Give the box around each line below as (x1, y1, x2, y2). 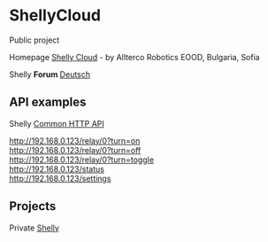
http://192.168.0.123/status (9, 163, 104, 174)
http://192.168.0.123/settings (9, 173, 111, 183)
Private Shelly (9, 222, 60, 233)
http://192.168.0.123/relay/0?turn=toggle (9, 154, 155, 165)
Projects (9, 199, 57, 214)
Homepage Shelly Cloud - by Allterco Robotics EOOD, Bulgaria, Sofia (9, 51, 260, 62)
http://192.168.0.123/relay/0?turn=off (9, 144, 142, 155)
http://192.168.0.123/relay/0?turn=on (9, 135, 141, 146)
